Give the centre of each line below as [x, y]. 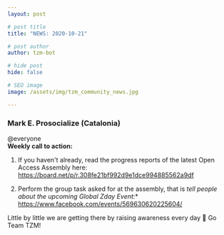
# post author [29, 46]
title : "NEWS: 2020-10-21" [47, 33]
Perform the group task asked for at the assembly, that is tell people [117, 189]
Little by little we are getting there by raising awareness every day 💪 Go [112, 217]
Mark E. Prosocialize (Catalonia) [64, 123]
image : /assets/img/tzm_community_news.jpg [73, 92]
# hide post [25, 66]
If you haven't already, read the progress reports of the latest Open [116, 160]
